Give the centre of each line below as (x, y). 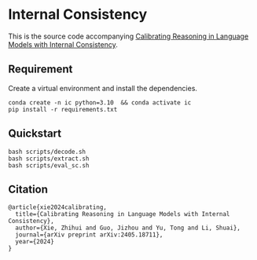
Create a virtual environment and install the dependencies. (103, 88)
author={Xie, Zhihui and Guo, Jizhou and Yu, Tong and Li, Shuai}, (128, 228)
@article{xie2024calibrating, (58, 207)
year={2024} (35, 242)
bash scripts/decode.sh (47, 152)
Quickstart (35, 134)
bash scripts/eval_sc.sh (49, 165)
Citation (28, 189)
